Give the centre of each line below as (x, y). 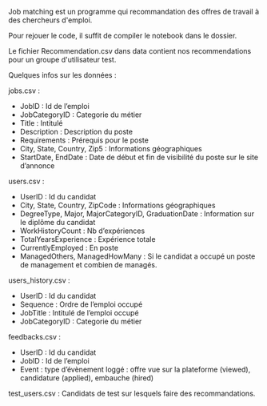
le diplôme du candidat (58, 222)
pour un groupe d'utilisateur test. (62, 60)
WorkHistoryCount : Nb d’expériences (82, 231)
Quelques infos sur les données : (62, 75)
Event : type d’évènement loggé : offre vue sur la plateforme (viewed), (135, 369)
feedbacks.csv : (35, 337)
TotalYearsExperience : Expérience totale (88, 239)
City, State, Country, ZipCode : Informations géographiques (118, 205)
